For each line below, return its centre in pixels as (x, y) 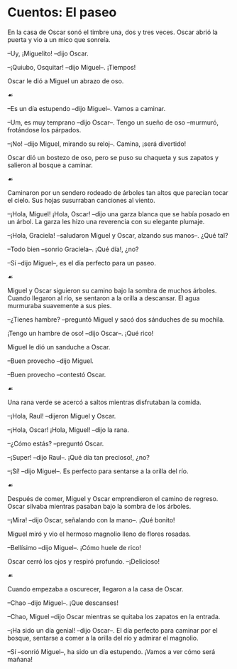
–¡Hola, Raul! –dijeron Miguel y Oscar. (62, 416)
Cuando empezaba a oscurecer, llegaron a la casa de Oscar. (95, 589)
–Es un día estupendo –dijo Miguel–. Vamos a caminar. (87, 108)
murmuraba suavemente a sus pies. (60, 305)
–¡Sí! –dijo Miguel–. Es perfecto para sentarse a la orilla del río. (98, 471)
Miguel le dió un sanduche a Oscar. (59, 347)
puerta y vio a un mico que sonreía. (59, 39)
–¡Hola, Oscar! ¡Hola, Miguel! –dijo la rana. (68, 430)
